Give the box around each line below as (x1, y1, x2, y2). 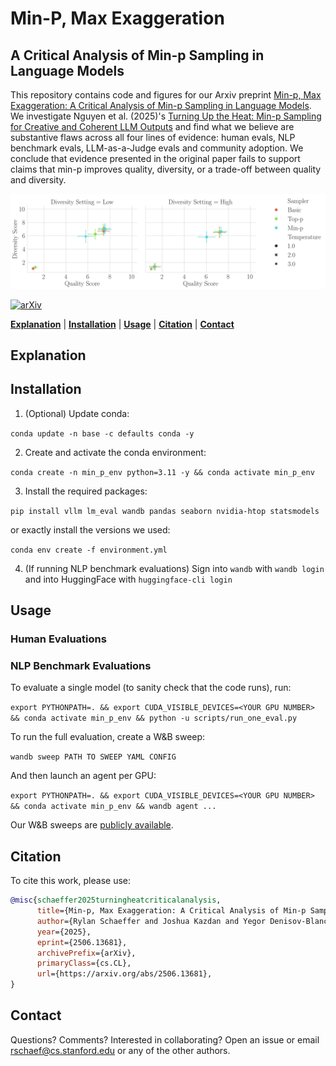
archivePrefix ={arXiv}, (36, 948, 137, 958)
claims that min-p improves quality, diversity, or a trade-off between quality (10, 163, 322, 175)
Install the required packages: (24, 485, 148, 497)
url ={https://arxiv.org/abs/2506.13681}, (36, 969, 213, 979)
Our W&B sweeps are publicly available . (10, 819, 174, 831)
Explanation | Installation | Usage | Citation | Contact (10, 318, 235, 330)
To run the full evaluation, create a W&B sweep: (10, 731, 206, 743)
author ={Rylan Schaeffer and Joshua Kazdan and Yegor (36, 916, 267, 926)
